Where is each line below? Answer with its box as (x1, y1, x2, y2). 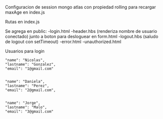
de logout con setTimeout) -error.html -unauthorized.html (5, 39, 122, 45)
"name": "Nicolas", (5, 58, 45, 63)
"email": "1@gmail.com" (5, 66, 54, 71)
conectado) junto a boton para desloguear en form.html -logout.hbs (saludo (5, 34, 159, 39)
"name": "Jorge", (5, 100, 41, 105)
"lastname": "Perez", (5, 83, 50, 88)
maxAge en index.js (5, 9, 45, 15)
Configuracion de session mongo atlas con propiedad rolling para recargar (5, 4, 156, 10)
